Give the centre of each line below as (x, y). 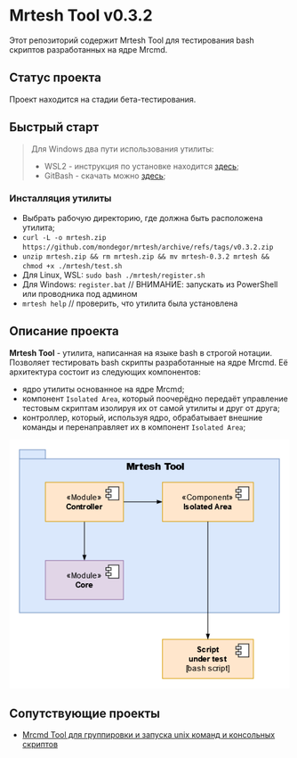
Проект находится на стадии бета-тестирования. (103, 99)
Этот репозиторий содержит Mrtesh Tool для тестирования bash (132, 40)
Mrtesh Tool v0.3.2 (81, 16)
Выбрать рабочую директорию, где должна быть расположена (143, 218)
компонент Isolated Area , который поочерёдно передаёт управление (155, 399)
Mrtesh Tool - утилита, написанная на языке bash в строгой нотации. (141, 352)
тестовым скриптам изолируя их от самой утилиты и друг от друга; (151, 408)
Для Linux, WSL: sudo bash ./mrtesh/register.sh (113, 275)
